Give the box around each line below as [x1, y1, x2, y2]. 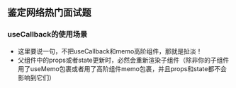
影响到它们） [17, 73, 55, 82]
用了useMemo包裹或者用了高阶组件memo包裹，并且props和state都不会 [17, 64, 227, 73]
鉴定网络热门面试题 [7, 6, 91, 19]
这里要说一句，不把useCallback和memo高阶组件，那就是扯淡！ [17, 46, 203, 55]
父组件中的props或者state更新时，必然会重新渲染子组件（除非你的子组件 [17, 56, 230, 64]
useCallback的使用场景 [7, 30, 88, 39]
